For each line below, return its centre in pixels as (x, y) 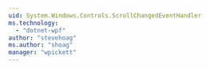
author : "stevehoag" (43, 38)
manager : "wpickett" (43, 52)
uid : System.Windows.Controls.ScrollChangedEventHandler (105, 15)
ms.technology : (34, 23)
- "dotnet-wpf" (41, 30)
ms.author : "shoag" (41, 45)
